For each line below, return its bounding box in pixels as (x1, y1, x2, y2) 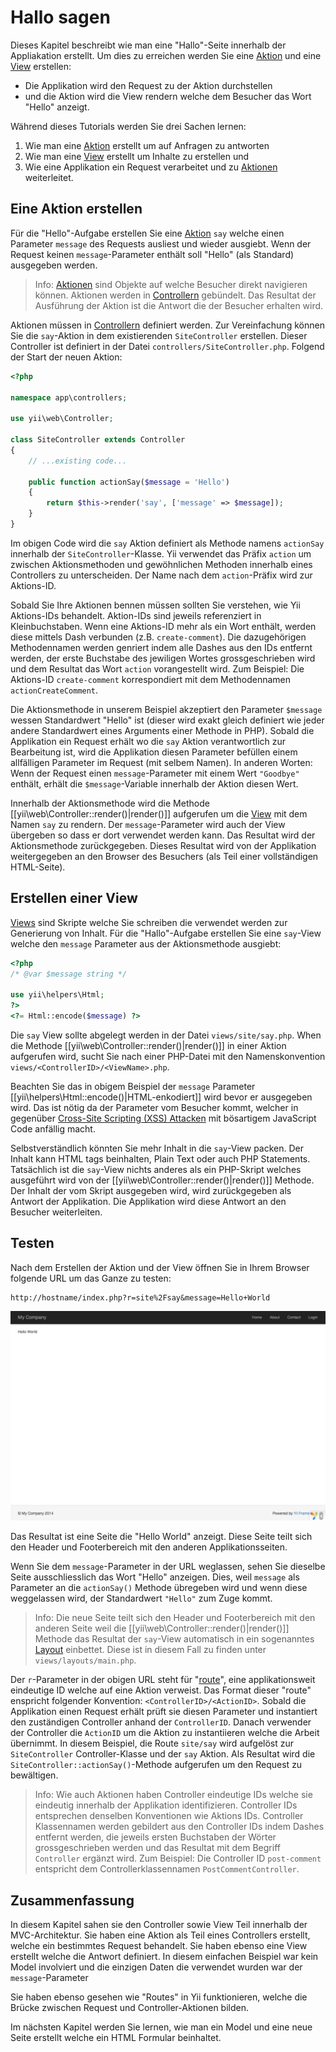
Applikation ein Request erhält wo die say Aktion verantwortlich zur (10, 735, 287, 747)
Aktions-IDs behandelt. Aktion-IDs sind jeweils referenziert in (10, 609, 262, 621)
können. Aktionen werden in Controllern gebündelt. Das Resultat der (34, 289, 317, 301)
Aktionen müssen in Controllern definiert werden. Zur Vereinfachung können (10, 319, 325, 331)
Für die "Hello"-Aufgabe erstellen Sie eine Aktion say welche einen (10, 227, 285, 239)
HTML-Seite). (10, 861, 66, 873)
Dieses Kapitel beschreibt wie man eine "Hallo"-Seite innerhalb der (10, 39, 287, 51)
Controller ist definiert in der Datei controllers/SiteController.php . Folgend (10, 340, 325, 352)
